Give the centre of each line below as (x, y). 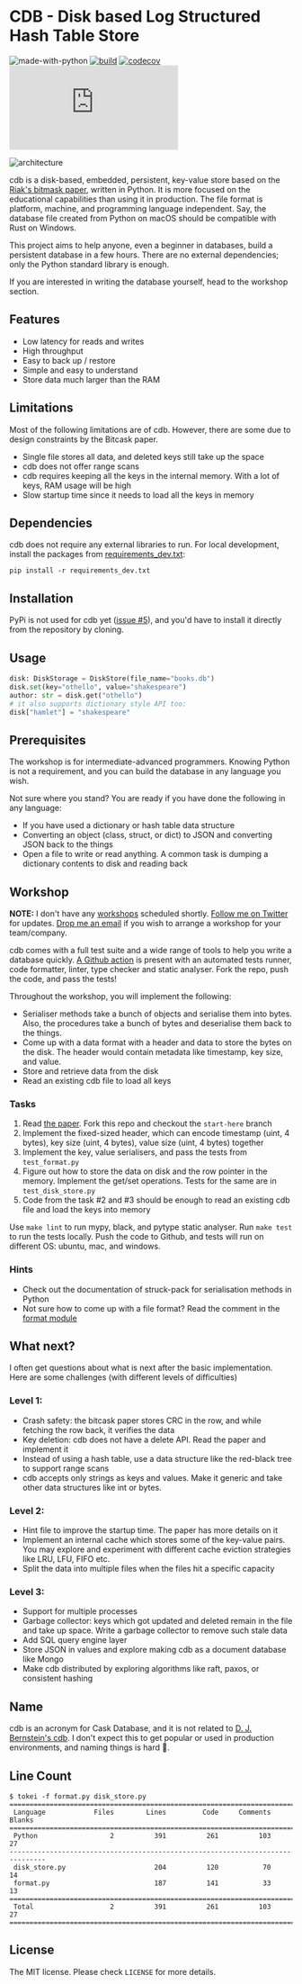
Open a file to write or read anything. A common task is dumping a (145, 854)
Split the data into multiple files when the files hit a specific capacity (148, 1569)
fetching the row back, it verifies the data (98, 1429)
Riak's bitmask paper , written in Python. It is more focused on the (130, 189)
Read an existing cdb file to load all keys (97, 1081)
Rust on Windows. (43, 228)
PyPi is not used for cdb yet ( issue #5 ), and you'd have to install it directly (146, 620)
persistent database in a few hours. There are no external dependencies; (144, 255)
